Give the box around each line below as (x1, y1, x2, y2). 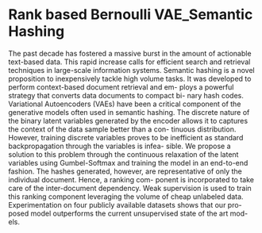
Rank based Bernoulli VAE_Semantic (8, 6, 253, 24)
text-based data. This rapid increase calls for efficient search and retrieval (8, 57, 251, 67)
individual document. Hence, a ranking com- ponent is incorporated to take (8, 174, 254, 184)
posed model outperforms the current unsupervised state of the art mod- (8, 208, 249, 218)
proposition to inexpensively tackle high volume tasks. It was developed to (8, 74, 252, 83)
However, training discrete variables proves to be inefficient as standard (8, 132, 244, 142)
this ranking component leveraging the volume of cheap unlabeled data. (8, 192, 244, 201)
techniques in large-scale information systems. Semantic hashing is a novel (8, 65, 256, 74)
